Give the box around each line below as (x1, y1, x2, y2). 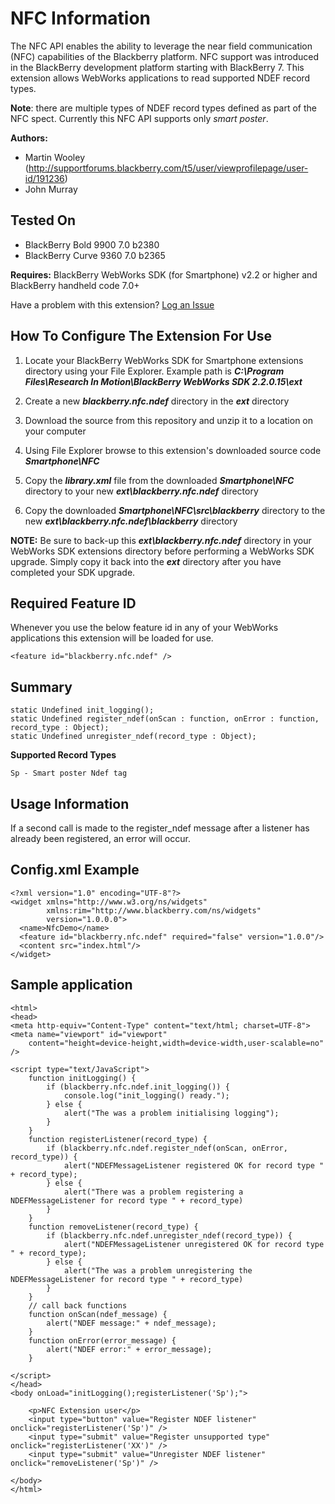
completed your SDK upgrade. (10, 566, 136, 578)
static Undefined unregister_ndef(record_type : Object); (10, 732, 257, 742)
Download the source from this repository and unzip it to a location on (24, 414, 314, 426)
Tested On (10, 212, 77, 229)
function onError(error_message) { (28, 1335, 177, 1346)
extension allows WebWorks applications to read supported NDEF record (10, 72, 311, 84)
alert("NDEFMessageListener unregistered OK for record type (63, 1239, 325, 1249)
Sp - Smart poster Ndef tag (10, 768, 128, 779)
